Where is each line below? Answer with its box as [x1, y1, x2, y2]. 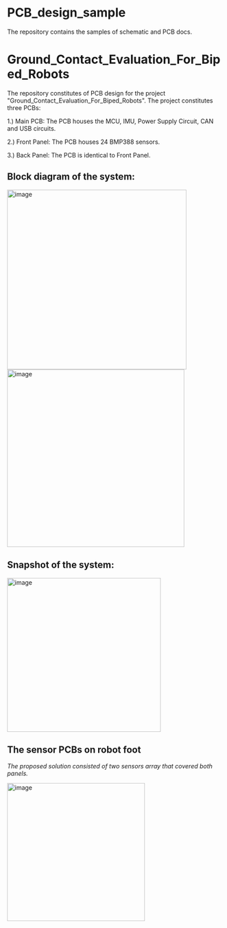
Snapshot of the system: [7, 559, 115, 571]
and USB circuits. [7, 124, 56, 132]
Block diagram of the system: [7, 171, 135, 183]
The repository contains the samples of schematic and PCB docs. [7, 28, 193, 36]
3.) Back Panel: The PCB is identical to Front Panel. [7, 151, 151, 159]
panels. [7, 769, 29, 778]
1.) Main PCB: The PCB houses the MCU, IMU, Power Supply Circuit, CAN [7, 117, 214, 125]
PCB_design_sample [7, 5, 126, 21]
